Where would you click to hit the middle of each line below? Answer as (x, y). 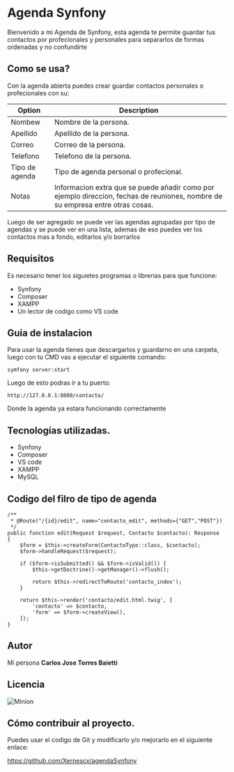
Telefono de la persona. (93, 156)
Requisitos (31, 259)
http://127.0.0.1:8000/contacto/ (56, 396)
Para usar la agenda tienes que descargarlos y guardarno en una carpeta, (113, 350)
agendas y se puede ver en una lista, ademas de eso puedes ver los (105, 229)
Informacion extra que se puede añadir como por (134, 187)
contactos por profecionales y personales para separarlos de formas (106, 39)
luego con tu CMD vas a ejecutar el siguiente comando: (87, 357)
